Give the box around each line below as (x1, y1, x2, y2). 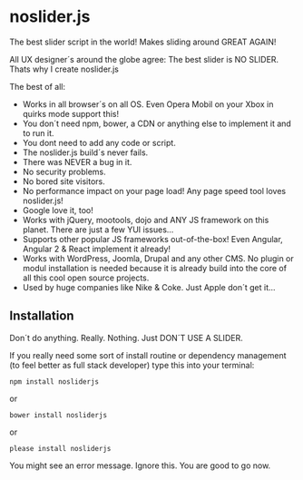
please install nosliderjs (9, 444, 112, 453)
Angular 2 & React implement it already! (22, 243, 171, 254)
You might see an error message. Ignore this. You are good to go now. (9, 460, 271, 471)
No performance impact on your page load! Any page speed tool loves (22, 185, 287, 196)
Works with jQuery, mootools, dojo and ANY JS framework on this (22, 214, 269, 225)
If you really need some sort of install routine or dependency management (9, 349, 287, 360)
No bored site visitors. (22, 175, 106, 187)
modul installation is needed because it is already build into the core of (22, 262, 288, 273)
